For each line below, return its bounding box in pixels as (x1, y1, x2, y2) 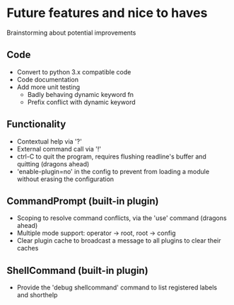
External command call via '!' (16, 144, 102, 153)
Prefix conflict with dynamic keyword (27, 98, 136, 106)
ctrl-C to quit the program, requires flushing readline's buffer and (16, 152, 206, 161)
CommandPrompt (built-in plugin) (6, 195, 159, 207)
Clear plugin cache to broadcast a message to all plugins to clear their (16, 236, 221, 245)
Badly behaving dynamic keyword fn (27, 90, 134, 98)
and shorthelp (16, 291, 58, 299)
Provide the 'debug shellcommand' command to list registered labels (16, 283, 217, 292)
